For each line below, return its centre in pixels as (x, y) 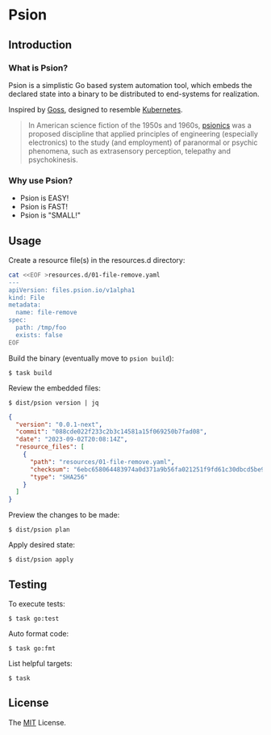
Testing (28, 584)
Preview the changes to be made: (64, 515)
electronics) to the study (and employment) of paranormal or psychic (143, 142)
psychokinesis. (53, 159)
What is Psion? (38, 68)
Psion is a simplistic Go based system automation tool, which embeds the (130, 85)
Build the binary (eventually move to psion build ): (92, 358)
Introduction (40, 45)
